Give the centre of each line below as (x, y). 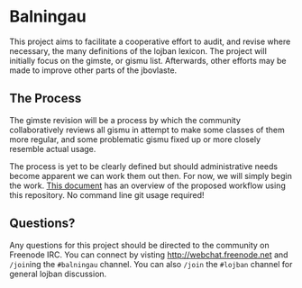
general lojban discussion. (58, 274)
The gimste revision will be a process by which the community (125, 120)
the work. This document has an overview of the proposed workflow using (147, 185)
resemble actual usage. (53, 148)
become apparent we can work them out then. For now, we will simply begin (151, 175)
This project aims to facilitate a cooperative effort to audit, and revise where (150, 41)
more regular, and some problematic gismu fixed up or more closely (135, 139)
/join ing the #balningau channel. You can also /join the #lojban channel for (151, 264)
